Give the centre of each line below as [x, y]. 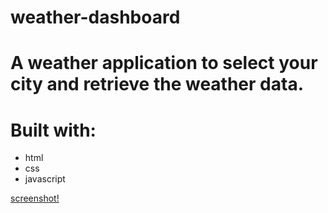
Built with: [53, 130]
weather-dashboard [95, 17]
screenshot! [35, 198]
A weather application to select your [164, 63]
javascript [45, 179]
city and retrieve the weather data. [157, 84]
